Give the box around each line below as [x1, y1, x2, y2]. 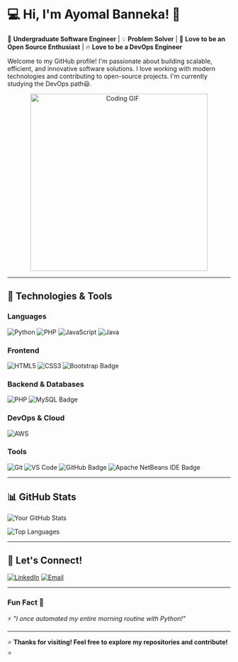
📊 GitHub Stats [7, 491, 76, 503]
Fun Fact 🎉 [7, 597, 45, 607]
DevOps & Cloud [7, 413, 65, 423]
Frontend [7, 346, 40, 355]
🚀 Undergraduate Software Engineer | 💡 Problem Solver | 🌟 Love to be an [7, 34, 225, 43]
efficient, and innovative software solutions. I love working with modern [7, 64, 216, 72]
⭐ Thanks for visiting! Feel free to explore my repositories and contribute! [7, 637, 228, 646]
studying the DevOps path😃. [7, 79, 92, 88]
